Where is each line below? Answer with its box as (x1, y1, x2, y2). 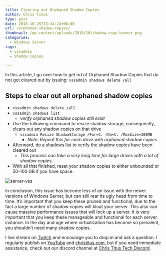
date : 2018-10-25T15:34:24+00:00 (5, 21, 75, 26)
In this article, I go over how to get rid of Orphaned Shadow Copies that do (5, 72, 159, 78)
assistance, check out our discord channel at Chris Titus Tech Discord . (5, 245, 151, 251)
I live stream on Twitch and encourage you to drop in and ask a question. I (5, 235, 157, 241)
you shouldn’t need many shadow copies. (5, 225, 91, 231)
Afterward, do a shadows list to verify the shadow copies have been (12, 142, 153, 148)
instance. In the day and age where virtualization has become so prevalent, (5, 220, 160, 226)
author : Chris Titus (5, 12, 48, 17)
